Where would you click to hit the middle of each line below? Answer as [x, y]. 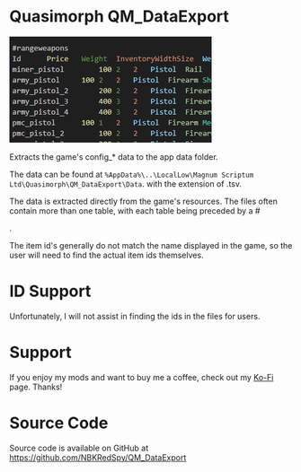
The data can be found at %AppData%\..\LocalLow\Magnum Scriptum [132, 174]
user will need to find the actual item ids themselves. [106, 255]
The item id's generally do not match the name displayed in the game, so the [151, 245]
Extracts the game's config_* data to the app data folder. [114, 157]
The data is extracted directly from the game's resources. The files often [144, 201]
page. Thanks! [36, 387]
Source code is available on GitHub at [79, 448]
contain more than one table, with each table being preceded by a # [135, 210]
